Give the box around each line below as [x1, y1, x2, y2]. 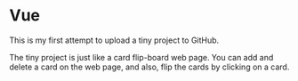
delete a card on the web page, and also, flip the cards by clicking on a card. [9, 61, 290, 72]
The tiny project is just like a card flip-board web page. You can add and [9, 52, 274, 62]
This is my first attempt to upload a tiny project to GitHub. [9, 35, 220, 45]
